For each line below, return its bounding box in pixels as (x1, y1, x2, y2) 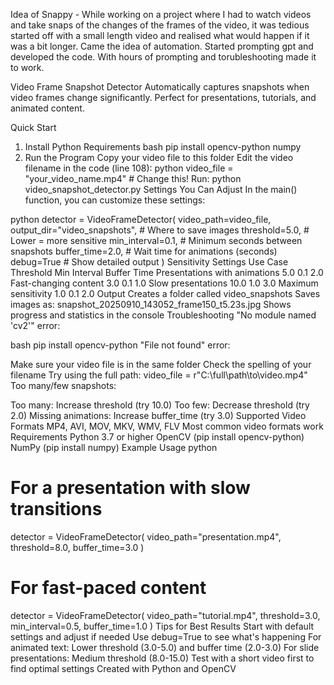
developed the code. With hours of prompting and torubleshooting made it (10, 51, 317, 63)
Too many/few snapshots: (10, 380, 117, 391)
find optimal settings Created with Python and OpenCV (10, 662, 237, 674)
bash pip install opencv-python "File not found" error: (10, 339, 231, 351)
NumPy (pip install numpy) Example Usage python (10, 442, 218, 453)
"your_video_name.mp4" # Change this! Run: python (24, 173, 242, 184)
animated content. (10, 102, 85, 114)
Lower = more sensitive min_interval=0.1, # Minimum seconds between (10, 235, 303, 246)
